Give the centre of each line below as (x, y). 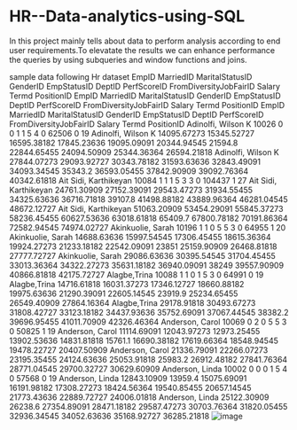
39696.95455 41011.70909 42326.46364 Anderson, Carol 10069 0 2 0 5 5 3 (148, 322)
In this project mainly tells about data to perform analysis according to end (145, 41)
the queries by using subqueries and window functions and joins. (128, 59)
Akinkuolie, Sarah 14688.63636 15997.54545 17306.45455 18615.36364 (140, 237)
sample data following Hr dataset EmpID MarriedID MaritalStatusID (131, 76)
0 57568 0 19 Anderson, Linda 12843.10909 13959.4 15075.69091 (128, 378)
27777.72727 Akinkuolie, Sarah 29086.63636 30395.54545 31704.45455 (143, 255)
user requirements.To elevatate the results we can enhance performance (142, 50)
